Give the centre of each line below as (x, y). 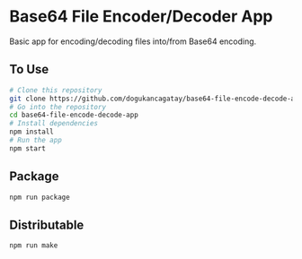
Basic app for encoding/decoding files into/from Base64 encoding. (133, 41)
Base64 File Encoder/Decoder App (141, 17)
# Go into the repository (58, 107)
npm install (31, 132)
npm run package (40, 197)
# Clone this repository (56, 90)
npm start (28, 148)
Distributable (47, 224)
